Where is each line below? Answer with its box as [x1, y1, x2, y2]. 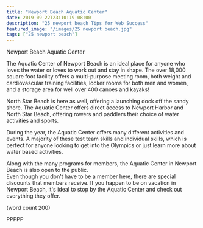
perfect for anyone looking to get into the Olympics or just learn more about [6, 142, 196, 149]
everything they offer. [6, 192, 61, 199]
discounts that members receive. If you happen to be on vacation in [6, 179, 176, 187]
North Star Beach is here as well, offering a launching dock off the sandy [6, 98, 189, 105]
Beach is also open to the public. [6, 167, 88, 174]
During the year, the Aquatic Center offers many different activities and [6, 129, 185, 136]
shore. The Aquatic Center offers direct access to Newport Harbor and [6, 104, 184, 111]
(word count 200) [6, 204, 51, 212]
